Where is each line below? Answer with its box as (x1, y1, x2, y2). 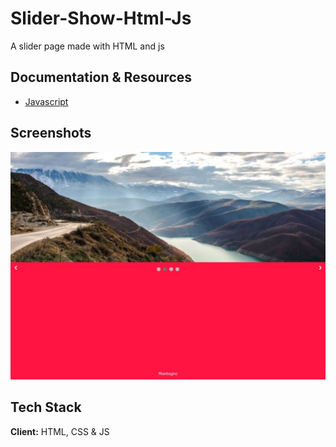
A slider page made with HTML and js (10, 40, 165, 52)
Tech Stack (10, 399, 82, 416)
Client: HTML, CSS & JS (10, 425, 110, 437)
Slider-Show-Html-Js (10, 7, 192, 30)
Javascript (24, 95, 69, 107)
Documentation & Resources (10, 69, 193, 86)
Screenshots (10, 125, 92, 142)
